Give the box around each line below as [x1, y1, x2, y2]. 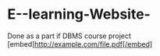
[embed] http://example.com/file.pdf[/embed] [7, 39, 153, 48]
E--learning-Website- [7, 5, 151, 23]
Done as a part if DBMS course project [7, 31, 132, 40]
